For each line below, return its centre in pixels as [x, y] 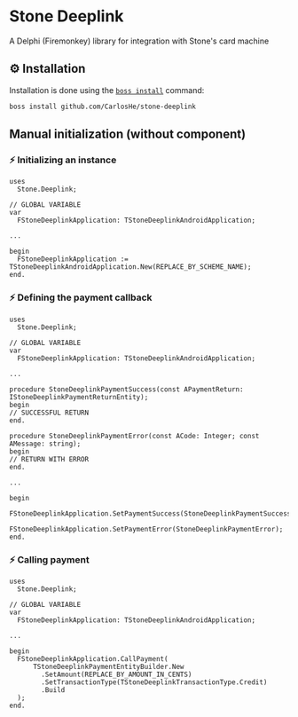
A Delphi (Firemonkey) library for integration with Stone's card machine [139, 41]
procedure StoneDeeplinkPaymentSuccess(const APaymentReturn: [126, 389]
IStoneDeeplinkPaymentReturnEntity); [79, 397]
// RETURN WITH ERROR [49, 459]
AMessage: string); [45, 444]
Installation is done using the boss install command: [107, 90]
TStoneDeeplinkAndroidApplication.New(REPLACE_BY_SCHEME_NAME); [130, 267]
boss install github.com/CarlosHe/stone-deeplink [103, 106]
